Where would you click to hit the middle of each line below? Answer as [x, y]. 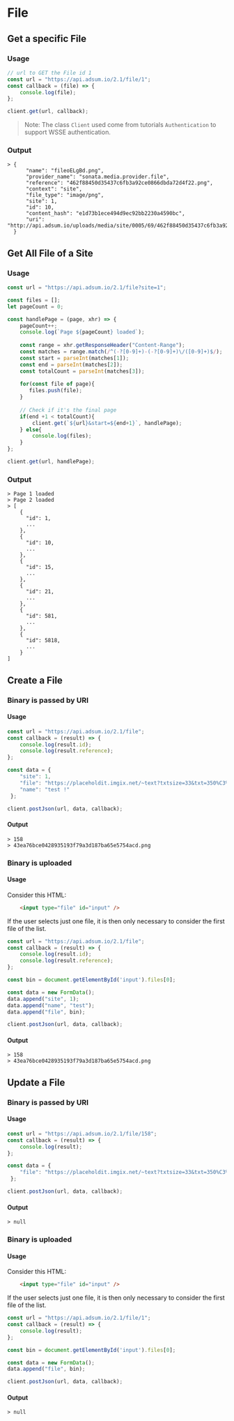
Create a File [35, 680]
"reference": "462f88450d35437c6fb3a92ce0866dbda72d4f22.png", [119, 183]
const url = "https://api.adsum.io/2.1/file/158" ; [82, 1133]
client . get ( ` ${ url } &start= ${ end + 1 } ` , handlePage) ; [107, 423]
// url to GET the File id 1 [49, 73]
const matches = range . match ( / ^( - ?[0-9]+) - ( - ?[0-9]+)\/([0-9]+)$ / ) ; [121, 352]
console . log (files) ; [62, 436]
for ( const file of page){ [57, 384]
